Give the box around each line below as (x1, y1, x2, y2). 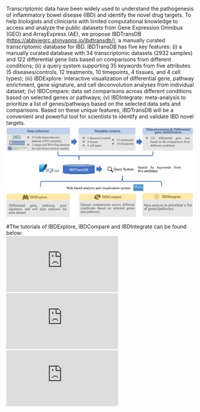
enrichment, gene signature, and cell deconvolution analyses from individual (6, 81, 194, 88)
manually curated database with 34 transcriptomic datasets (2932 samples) (6, 50, 193, 56)
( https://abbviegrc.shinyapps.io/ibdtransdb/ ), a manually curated (6, 37, 165, 44)
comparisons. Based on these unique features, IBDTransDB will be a (6, 107, 174, 113)
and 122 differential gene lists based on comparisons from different (6, 56, 171, 63)
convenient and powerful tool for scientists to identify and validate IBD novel (6, 113, 194, 120)
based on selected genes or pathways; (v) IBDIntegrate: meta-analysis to (6, 94, 186, 101)
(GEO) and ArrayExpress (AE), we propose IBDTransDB (6, 30, 141, 38)
